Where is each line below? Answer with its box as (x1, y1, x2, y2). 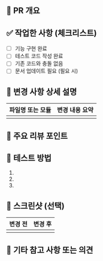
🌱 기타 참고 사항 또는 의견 (6, 245, 93, 255)
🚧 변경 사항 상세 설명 (6, 86, 77, 97)
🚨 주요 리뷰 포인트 (6, 130, 68, 141)
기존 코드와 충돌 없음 (14, 60, 63, 67)
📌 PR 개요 (6, 5, 40, 16)
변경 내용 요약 (56, 106, 94, 114)
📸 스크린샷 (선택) (6, 201, 65, 211)
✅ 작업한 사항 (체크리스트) (6, 28, 97, 38)
